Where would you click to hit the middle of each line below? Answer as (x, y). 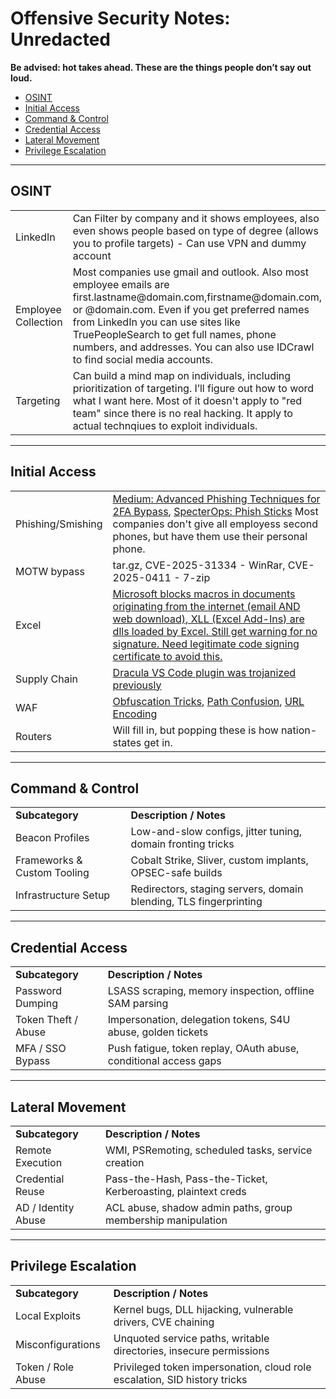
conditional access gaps (164, 1061)
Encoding (135, 714)
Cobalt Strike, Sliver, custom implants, (219, 860)
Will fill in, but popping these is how (195, 730)
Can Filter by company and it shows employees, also (196, 218)
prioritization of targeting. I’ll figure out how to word (193, 388)
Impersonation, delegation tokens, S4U (199, 1020)
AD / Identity (45, 1207)
